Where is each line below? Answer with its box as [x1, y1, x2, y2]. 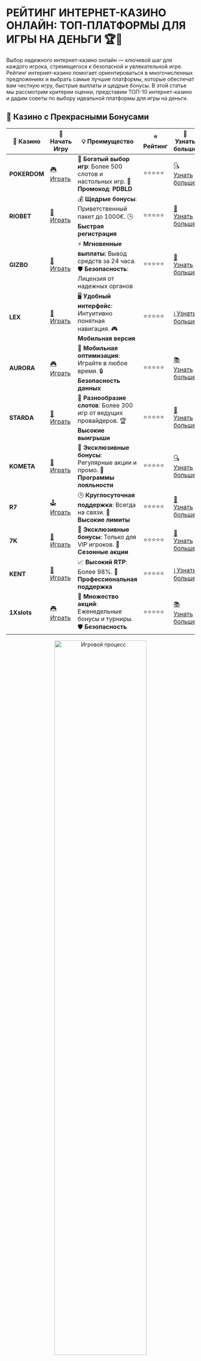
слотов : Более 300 [77, 401, 133, 409]
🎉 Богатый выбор [77, 154, 130, 163]
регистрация [77, 229, 117, 238]
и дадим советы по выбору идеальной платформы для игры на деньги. [6, 95, 188, 102]
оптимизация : [77, 351, 120, 360]
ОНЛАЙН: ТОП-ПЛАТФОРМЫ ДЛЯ [6, 19, 186, 32]
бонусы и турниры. [77, 614, 133, 623]
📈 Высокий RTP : [77, 558, 127, 566]
